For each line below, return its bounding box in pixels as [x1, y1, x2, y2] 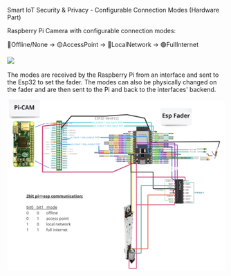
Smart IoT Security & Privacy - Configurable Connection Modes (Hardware [7, 6, 220, 14]
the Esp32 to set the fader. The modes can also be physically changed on [7, 78, 217, 86]
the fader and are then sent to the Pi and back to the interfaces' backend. [7, 86, 216, 93]
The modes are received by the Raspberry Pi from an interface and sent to [7, 71, 219, 79]
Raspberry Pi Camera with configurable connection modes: [7, 27, 176, 35]
